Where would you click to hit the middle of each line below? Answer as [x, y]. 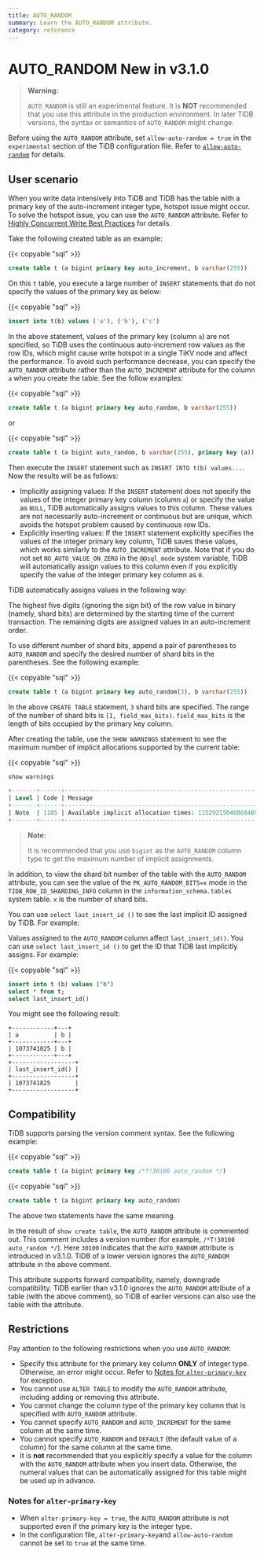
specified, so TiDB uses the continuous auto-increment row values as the [127, 344]
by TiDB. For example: [44, 922]
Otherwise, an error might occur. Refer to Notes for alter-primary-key [133, 1372]
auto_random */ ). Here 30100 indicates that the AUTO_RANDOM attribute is [121, 1247]
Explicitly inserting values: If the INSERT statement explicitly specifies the [136, 532]
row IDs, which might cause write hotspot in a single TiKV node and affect [128, 353]
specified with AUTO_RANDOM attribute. [78, 1413]
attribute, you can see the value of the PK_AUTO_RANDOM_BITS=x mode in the [128, 882]
